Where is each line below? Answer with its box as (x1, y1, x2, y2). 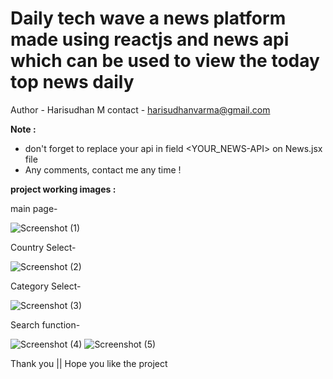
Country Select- (10, 241, 77, 253)
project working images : (10, 183, 117, 195)
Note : (10, 123, 37, 135)
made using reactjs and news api (10, 28, 290, 51)
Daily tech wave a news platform (10, 7, 287, 30)
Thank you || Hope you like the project (10, 357, 168, 369)
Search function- (10, 318, 81, 331)
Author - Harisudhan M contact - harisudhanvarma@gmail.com (10, 103, 271, 116)
